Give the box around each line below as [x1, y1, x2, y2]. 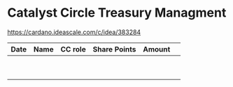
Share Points [92, 44, 136, 54]
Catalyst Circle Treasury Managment [7, 5, 227, 21]
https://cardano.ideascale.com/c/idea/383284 [7, 28, 141, 36]
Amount [143, 44, 171, 54]
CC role [60, 44, 86, 54]
